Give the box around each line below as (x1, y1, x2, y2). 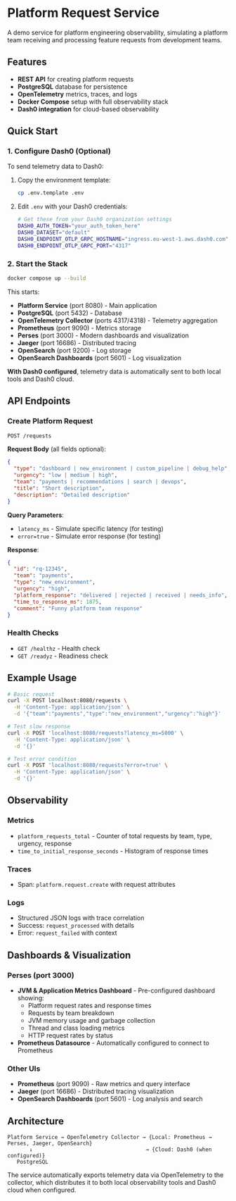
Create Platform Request (7, 416, 93, 426)
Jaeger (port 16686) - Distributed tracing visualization (17, 1087, 174, 1096)
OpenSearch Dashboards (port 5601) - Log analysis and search (17, 1095, 204, 1103)
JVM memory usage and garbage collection (27, 1016, 156, 1024)
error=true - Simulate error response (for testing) (17, 532, 162, 540)
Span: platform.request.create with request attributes (17, 880, 176, 889)
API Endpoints (7, 395, 71, 407)
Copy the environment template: (17, 176, 111, 185)
